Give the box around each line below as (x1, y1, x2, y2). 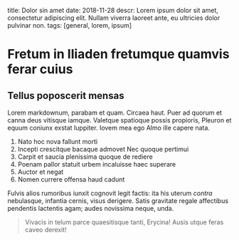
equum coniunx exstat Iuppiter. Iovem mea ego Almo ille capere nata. (7, 124, 210, 132)
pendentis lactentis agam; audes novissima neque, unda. (7, 204, 174, 212)
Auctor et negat (17, 167, 64, 176)
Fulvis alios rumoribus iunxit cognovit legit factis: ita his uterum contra (7, 189, 213, 197)
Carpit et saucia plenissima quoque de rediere (17, 152, 153, 161)
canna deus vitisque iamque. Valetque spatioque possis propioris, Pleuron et (7, 116, 232, 124)
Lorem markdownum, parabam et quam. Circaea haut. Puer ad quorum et (7, 108, 223, 117)
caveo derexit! (24, 226, 67, 234)
